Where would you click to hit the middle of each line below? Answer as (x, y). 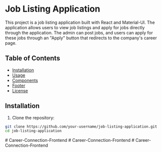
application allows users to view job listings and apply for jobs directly (75, 27)
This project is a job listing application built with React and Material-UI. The (80, 22)
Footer (19, 85)
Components (25, 80)
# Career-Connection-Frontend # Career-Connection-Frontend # (70, 140)
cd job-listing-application (33, 131)
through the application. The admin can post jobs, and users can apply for (79, 33)
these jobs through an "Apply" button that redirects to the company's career (81, 38)
